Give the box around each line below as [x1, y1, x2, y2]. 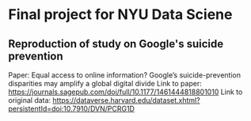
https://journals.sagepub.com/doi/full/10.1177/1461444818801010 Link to [8, 87, 243, 96]
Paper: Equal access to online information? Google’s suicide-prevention [8, 70, 241, 80]
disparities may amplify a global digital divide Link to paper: [8, 79, 202, 88]
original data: [8, 96, 51, 104]
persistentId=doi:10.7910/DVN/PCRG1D [8, 104, 135, 113]
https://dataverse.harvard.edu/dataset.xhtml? [52, 96, 200, 104]
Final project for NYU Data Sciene [8, 6, 233, 24]
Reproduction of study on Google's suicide [8, 37, 224, 51]
